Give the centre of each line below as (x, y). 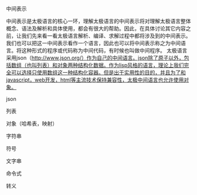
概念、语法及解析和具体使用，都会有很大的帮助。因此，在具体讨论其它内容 (96, 28)
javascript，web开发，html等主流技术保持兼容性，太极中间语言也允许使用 (95, 80)
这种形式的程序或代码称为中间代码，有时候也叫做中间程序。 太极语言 (104, 51)
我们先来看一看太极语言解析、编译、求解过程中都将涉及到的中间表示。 (106, 36)
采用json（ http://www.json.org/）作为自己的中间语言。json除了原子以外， (95, 58)
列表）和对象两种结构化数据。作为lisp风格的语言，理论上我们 (110, 65)
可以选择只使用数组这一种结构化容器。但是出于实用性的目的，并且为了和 (98, 73)
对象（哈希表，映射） (32, 123)
